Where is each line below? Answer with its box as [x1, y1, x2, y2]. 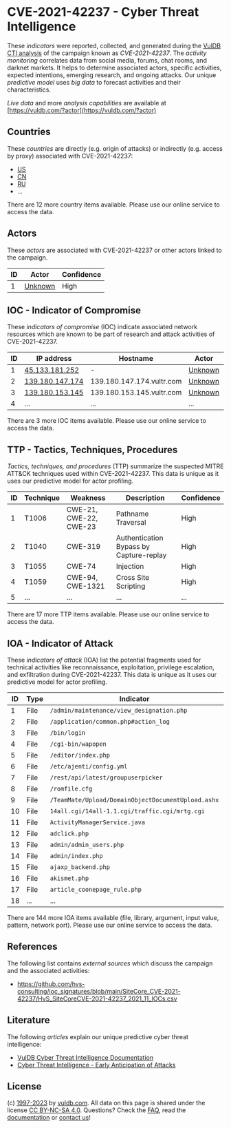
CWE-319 [66, 542, 101, 552]
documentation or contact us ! [7, 1114, 91, 1122]
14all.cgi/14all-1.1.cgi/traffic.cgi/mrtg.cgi [49, 807, 205, 815]
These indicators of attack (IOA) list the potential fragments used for [7, 656, 201, 664]
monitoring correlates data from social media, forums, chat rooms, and [7, 56, 208, 64]
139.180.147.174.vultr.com [90, 377, 182, 386]
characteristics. [7, 85, 52, 94]
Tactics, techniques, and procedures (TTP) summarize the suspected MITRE [7, 462, 224, 470]
